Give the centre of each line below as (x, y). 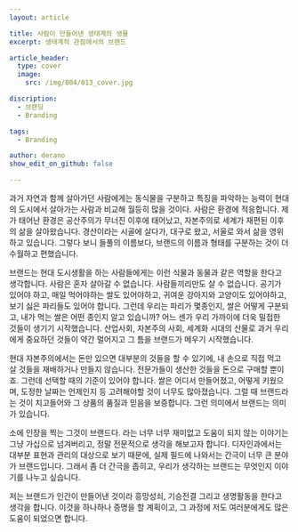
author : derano (37, 156)
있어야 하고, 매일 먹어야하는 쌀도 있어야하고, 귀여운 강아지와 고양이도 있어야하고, (148, 295)
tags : (19, 131)
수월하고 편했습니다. (44, 254)
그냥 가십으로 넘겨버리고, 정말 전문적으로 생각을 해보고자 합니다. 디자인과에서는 (146, 444)
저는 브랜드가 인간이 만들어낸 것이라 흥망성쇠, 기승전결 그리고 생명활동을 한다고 (146, 496)
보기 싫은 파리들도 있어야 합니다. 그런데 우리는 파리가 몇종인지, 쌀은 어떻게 (137, 306)
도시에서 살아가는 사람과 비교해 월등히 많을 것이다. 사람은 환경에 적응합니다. (149, 209)
